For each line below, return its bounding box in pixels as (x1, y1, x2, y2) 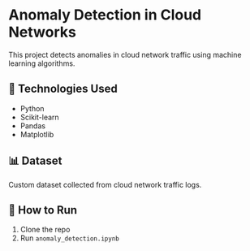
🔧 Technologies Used (8, 82, 118, 96)
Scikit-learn (19, 112, 59, 122)
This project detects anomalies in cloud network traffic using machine (8, 50, 242, 59)
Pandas (19, 120, 46, 131)
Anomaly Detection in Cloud (8, 6, 201, 24)
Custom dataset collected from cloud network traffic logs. (8, 180, 202, 189)
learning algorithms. (8, 58, 75, 68)
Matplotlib (19, 129, 54, 139)
